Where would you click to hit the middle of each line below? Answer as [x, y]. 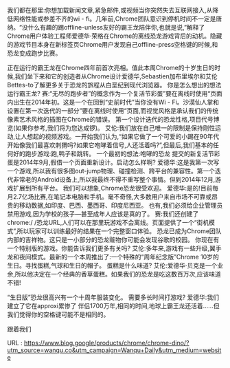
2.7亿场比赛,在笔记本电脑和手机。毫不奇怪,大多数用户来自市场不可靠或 [112, 197]
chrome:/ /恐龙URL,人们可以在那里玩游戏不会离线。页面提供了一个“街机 [108, 223]
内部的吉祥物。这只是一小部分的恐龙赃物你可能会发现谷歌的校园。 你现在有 [113, 240]
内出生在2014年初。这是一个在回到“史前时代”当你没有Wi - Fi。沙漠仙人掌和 [113, 102]
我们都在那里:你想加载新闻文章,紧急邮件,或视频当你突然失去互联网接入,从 [110, 10]
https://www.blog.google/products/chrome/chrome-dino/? [107, 343]
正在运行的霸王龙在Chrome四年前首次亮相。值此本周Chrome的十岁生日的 [111, 68]
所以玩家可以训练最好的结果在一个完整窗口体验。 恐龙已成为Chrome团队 [119, 231]
